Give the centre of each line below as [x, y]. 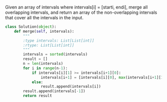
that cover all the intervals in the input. [44, 18]
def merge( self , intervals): [44, 31]
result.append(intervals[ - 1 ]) [54, 91]
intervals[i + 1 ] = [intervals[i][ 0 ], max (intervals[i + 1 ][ [101, 77]
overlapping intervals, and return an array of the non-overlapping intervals [81, 12]
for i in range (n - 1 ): [45, 68]
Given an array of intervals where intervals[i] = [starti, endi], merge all [77, 7]
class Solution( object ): [31, 27]
